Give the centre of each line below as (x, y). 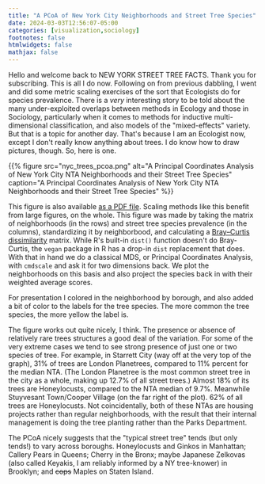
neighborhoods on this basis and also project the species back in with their (131, 274)
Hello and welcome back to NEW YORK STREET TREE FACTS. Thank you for (132, 75)
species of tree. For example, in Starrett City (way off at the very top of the (130, 355)
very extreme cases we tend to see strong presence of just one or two (123, 347)
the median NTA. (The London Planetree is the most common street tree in (129, 372)
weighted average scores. (51, 282)
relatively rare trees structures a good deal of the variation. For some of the (131, 338)
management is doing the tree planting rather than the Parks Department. (128, 422)
